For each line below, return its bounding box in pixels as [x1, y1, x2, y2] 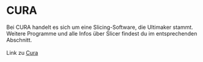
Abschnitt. [6, 36, 32, 43]
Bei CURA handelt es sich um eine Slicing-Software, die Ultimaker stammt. [6, 23, 193, 31]
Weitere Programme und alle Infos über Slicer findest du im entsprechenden [6, 29, 198, 37]
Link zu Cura [6, 49, 38, 56]
